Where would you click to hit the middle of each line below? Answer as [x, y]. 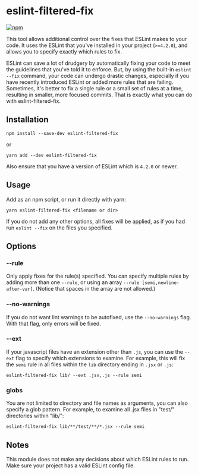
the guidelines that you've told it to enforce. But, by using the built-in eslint [99, 69]
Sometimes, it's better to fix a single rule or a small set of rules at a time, [95, 88]
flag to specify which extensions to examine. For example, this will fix [100, 358]
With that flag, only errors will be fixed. [54, 323]
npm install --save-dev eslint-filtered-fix [62, 133]
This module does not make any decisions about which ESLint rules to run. [98, 459]
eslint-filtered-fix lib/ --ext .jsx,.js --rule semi [74, 375]
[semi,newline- [161, 283]
